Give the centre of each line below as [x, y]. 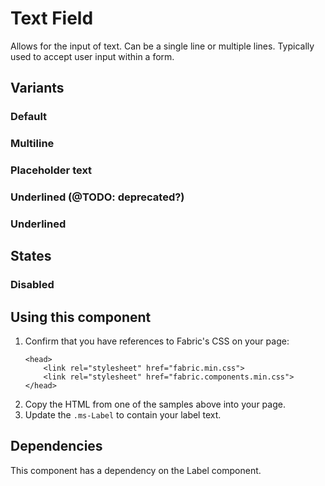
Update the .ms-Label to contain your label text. [123, 415]
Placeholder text [51, 170]
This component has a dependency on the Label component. [136, 470]
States [31, 256]
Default [29, 117]
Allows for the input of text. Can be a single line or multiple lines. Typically [162, 46]
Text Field [52, 18]
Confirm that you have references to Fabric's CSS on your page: [157, 341]
